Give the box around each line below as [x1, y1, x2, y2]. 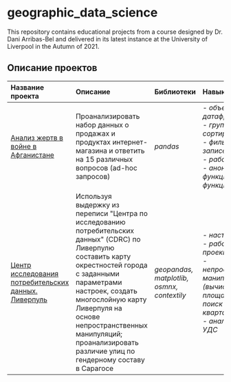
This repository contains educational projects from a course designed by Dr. [7, 28, 223, 36]
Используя [75, 191, 112, 201]
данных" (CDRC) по [75, 234, 141, 244]
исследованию [75, 217, 126, 226]
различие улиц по [75, 346, 135, 356]
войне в [10, 141, 37, 151]
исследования [10, 268, 59, 278]
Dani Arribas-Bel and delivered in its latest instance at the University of [7, 34, 208, 43]
